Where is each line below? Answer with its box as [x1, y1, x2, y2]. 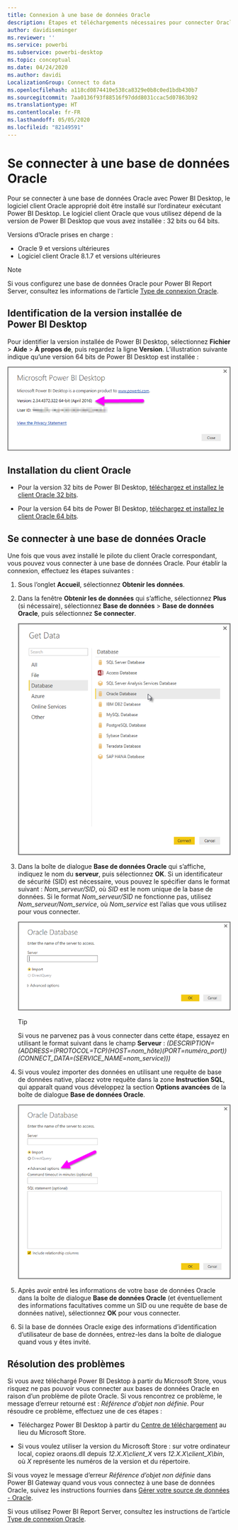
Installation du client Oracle [7, 464, 132, 476]
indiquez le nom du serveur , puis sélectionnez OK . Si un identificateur [17, 870, 223, 879]
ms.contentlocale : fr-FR [7, 109, 81, 116]
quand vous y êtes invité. [17, 1338, 91, 1346]
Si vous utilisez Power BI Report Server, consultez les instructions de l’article [7, 1507, 230, 1516]
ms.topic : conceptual [7, 57, 72, 64]
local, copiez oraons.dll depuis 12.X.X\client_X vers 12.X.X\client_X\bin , [17, 1450, 225, 1458]
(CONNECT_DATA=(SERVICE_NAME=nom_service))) [17, 1054, 171, 1063]
